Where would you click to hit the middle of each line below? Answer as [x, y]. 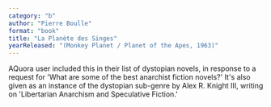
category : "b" [32, 16]
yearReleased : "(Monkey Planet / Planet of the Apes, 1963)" [114, 46]
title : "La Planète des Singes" [63, 38]
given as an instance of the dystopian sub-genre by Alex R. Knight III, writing [136, 86]
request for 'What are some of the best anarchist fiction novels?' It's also [129, 77]
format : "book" [34, 31]
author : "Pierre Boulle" [50, 23]
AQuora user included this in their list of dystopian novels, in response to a [132, 68]
